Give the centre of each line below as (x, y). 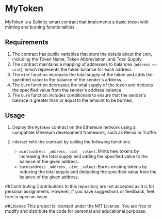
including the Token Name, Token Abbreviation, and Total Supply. (77, 59)
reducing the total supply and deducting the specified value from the (88, 172)
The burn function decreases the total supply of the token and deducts (82, 85)
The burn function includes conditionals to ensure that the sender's (79, 95)
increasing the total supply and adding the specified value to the (83, 156)
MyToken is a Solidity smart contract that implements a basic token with (77, 22)
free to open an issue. (27, 196)
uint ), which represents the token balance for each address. (72, 69)
